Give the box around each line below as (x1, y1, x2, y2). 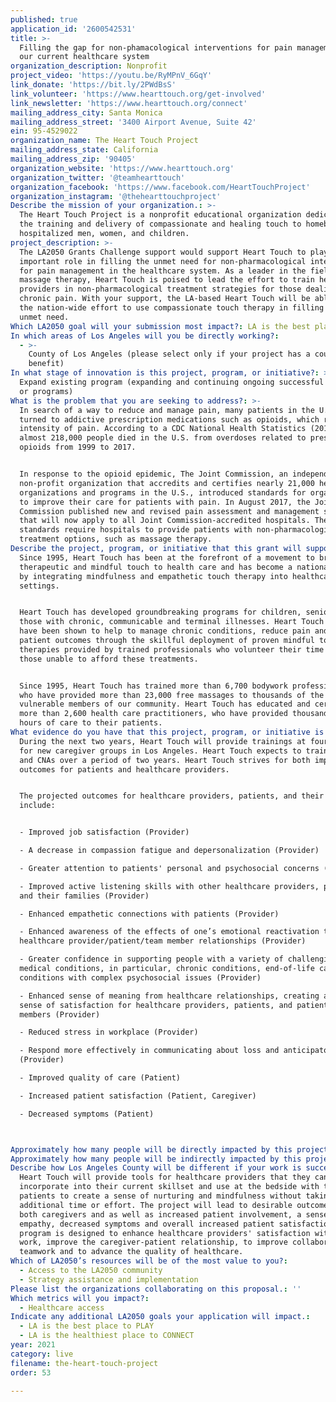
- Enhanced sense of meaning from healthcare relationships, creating (19, 991, 320, 1001)
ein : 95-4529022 (10, 126, 78, 136)
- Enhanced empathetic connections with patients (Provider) (19, 909, 280, 919)
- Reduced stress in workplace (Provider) (19, 1027, 199, 1038)
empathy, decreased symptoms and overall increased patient (19, 1219, 275, 1229)
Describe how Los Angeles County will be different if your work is (10, 1163, 302, 1173)
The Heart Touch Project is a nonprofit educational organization (19, 210, 302, 220)
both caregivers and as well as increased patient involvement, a (19, 1209, 302, 1220)
